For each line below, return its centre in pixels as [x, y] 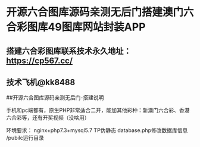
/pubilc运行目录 [25, 138]
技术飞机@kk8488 [41, 82]
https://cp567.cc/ [40, 60]
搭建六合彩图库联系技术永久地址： [69, 51]
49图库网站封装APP [97, 27]
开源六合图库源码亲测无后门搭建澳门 [95, 12]
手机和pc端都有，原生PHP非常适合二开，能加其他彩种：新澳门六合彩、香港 [98, 110]
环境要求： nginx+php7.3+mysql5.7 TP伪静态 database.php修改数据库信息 [97, 130]
